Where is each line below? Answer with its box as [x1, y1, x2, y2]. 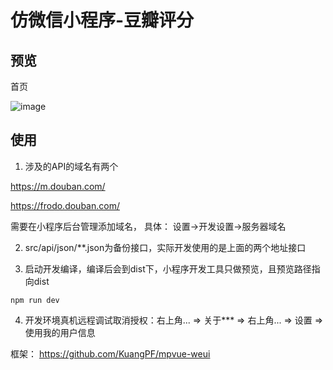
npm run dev [10, 295, 60, 305]
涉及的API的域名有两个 [24, 160, 119, 172]
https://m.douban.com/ [10, 180, 106, 192]
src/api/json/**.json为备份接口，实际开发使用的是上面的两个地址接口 [24, 241, 307, 253]
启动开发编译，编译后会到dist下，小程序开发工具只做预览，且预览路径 [24, 262, 312, 275]
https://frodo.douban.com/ [10, 199, 120, 211]
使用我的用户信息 [24, 326, 96, 338]
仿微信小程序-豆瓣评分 [10, 9, 195, 32]
